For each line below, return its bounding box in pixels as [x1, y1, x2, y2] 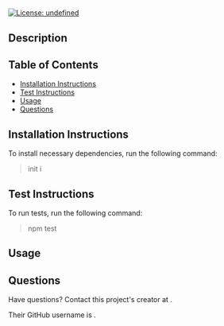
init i [27, 164, 42, 174]
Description [8, 31, 68, 45]
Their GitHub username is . [8, 310, 97, 320]
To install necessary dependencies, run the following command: [8, 149, 218, 158]
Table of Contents [8, 58, 99, 72]
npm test [27, 223, 57, 234]
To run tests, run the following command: [8, 208, 143, 218]
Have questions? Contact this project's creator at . [8, 295, 173, 305]
